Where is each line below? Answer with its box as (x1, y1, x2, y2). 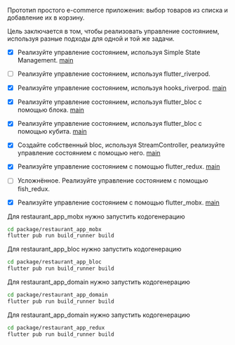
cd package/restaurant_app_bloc (7, 259, 102, 266)
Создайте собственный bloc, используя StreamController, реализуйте (17, 141, 225, 150)
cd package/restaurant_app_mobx (7, 226, 102, 233)
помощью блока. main (17, 105, 84, 115)
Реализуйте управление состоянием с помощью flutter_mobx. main (17, 198, 220, 207)
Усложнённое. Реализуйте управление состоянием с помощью (17, 176, 208, 185)
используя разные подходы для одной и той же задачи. (7, 34, 175, 43)
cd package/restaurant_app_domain (7, 292, 109, 299)
